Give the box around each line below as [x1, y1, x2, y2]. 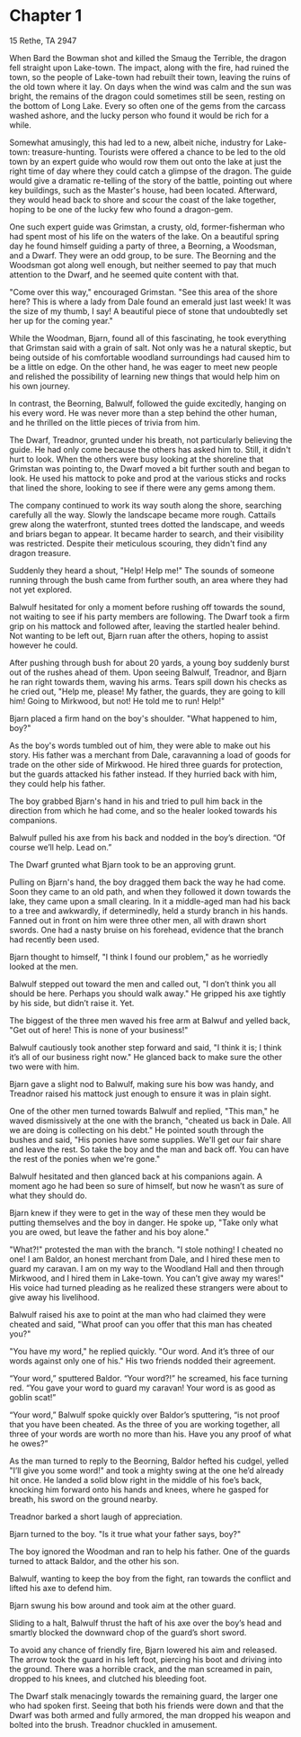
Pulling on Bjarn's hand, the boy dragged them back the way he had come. [9, 877, 286, 887]
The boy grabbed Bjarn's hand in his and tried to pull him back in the [9, 796, 263, 806]
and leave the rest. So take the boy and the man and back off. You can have [9, 1144, 289, 1155]
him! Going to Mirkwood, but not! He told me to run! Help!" [9, 695, 226, 706]
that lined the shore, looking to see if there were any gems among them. [9, 482, 276, 493]
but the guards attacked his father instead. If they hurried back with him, [9, 769, 277, 779]
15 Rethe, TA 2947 [9, 35, 77, 46]
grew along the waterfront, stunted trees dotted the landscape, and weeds [9, 518, 286, 529]
